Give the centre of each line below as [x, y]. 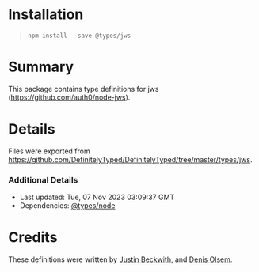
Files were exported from [49, 151]
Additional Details [43, 179]
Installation [46, 15]
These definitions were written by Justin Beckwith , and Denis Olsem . [120, 259]
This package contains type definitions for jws [84, 89]
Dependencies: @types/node [67, 206]
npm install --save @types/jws [79, 36]
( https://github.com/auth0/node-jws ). [69, 97]
